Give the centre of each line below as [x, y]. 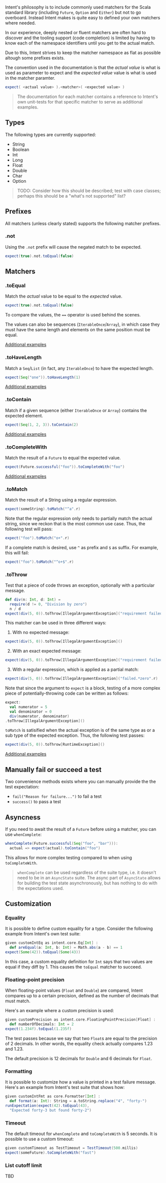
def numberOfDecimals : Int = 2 [42, 1025]
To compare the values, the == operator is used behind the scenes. [73, 315]
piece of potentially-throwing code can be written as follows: [67, 693]
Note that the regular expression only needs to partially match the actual [79, 518]
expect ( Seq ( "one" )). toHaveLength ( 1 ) [43, 377]
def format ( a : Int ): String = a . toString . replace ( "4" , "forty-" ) [78, 1101]
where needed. [21, 23]
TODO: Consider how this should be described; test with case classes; [89, 191]
